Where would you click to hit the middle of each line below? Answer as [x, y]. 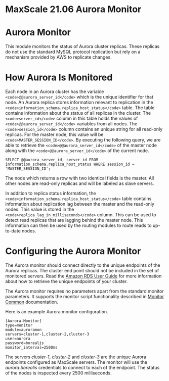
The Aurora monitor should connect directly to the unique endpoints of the [83, 265]
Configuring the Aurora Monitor [73, 251]
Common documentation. [32, 302]
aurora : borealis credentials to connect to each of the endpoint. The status [82, 368]
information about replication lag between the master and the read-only [80, 204]
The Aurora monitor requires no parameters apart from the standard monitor [85, 291]
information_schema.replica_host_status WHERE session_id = [70, 164]
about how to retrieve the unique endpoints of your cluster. [67, 281]
